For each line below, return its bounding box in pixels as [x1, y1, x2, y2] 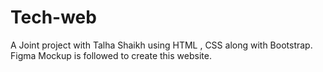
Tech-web [10, 6, 97, 29]
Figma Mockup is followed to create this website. [10, 49, 212, 61]
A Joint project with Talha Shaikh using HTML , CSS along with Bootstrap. [10, 39, 313, 51]
